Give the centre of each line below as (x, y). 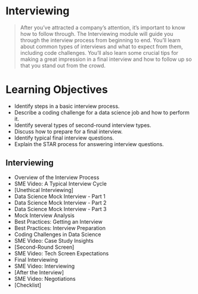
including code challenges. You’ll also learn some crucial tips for (99, 52)
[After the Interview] (39, 272)
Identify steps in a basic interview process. (67, 106)
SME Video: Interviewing (44, 266)
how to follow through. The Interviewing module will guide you (97, 33)
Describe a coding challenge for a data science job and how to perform (102, 112)
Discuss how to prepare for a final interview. (68, 131)
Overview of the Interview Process (57, 177)
